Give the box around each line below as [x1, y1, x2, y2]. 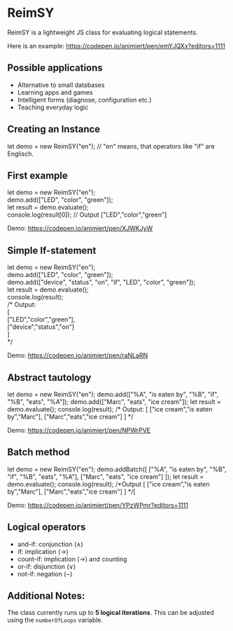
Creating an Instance [7, 123, 101, 135]
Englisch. [7, 149, 34, 158]
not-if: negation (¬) [17, 569, 73, 578]
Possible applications [7, 62, 103, 74]
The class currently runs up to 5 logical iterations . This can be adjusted [7, 609, 215, 617]
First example [7, 170, 69, 182]
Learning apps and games [17, 88, 93, 96]
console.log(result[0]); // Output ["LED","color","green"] [7, 210, 167, 219]
